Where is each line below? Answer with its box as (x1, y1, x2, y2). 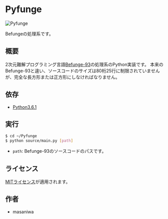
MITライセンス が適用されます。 (5, 179, 71, 185)
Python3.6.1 (12, 104, 37, 110)
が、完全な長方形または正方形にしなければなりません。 (5, 74, 120, 80)
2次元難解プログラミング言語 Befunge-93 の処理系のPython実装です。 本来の (5, 61, 164, 67)
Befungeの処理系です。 (5, 30, 54, 36)
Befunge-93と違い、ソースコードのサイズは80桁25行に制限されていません (5, 67, 160, 74)
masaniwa (12, 208, 34, 214)
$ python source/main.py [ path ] (5, 138, 73, 144)
